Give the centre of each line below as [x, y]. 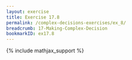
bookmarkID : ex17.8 [30, 34]
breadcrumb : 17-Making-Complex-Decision [57, 28]
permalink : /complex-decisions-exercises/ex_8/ [66, 23]
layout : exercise [28, 12]
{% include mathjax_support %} [45, 50]
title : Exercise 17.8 [33, 17]
